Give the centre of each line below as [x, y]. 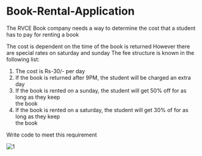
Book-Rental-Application [70, 11]
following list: [23, 59]
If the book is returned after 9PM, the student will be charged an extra [103, 77]
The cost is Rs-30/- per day [50, 71]
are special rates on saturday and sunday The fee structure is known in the [100, 52]
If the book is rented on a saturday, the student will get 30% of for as [102, 110]
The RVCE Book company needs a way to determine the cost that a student [101, 28]
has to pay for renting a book [43, 34]
